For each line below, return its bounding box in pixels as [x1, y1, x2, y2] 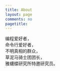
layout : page [5, 12, 32, 17]
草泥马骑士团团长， [5, 54, 45, 60]
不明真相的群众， [5, 48, 40, 54]
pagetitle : [5, 21, 28, 26]
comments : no [5, 16, 32, 21]
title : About [5, 7, 32, 12]
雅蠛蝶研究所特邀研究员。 [5, 60, 58, 66]
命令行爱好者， [5, 42, 36, 48]
